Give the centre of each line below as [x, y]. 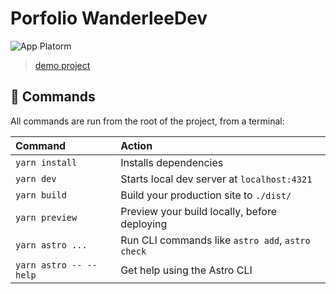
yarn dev [36, 178]
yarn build [41, 195]
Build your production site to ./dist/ [206, 195]
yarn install [46, 162]
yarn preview [46, 217]
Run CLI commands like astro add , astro [215, 240]
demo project [62, 65]
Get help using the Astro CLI [186, 270]
